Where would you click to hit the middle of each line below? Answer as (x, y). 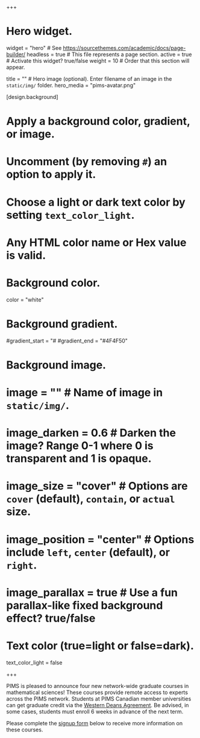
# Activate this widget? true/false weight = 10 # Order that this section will (98, 60)
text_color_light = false (34, 662)
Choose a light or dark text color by (96, 202)
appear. (16, 67)
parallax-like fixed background (85, 605)
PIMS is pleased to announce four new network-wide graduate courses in (98, 686)
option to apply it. (51, 175)
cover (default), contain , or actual (91, 499)
